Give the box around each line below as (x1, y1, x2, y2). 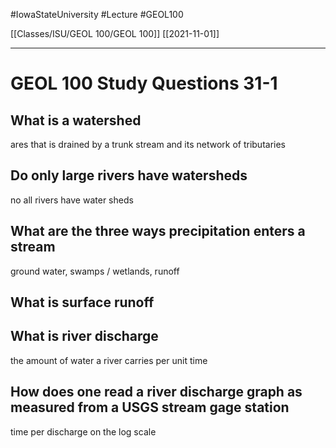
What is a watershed (10, 112, 142, 129)
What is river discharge (10, 328, 159, 345)
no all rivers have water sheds (10, 194, 134, 206)
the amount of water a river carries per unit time (10, 354, 208, 366)
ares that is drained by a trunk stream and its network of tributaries (10, 139, 287, 150)
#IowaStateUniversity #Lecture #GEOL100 (10, 9, 184, 20)
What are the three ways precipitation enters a (10, 223, 306, 240)
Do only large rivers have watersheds (10, 167, 248, 184)
